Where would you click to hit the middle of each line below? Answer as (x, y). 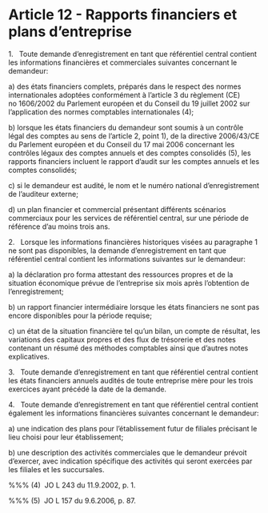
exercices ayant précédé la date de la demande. (87, 389)
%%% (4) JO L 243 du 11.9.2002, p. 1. (72, 485)
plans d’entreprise (70, 32)
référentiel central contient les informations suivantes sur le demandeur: (127, 259)
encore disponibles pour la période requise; (80, 315)
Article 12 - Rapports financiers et (123, 15)
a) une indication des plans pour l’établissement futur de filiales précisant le (133, 428)
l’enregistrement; (36, 291)
